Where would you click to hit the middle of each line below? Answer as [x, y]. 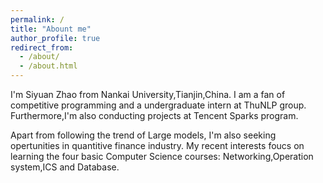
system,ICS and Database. [65, 167]
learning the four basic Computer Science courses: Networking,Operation [162, 156]
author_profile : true [55, 38]
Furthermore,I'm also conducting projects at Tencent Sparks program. [154, 115]
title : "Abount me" [51, 29]
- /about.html [48, 66]
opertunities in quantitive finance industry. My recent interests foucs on [157, 145]
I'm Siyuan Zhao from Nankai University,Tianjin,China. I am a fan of [148, 94]
